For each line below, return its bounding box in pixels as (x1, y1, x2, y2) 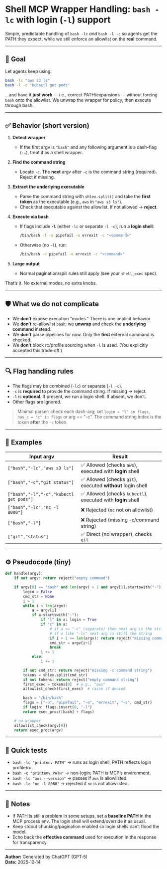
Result (112, 453, 128, 460)
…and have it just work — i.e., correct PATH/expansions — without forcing (5, 91, 158, 98)
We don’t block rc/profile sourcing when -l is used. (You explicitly (12, 342, 148, 348)
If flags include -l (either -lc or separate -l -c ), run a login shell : (19, 223, 154, 229)
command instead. (12, 326, 52, 332)
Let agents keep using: (5, 68, 52, 74)
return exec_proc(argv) (14, 727, 64, 733)
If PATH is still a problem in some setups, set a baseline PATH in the (12, 813, 152, 819)
